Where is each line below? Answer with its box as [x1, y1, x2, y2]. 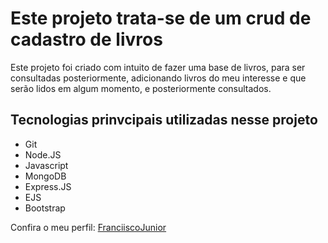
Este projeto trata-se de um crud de [10, 7, 312, 30]
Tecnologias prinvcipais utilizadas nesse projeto [10, 112, 318, 129]
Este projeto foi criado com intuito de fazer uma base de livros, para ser [10, 61, 306, 73]
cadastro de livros [10, 28, 163, 51]
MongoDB [24, 170, 67, 182]
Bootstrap [24, 202, 66, 214]
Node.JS [24, 148, 62, 161]
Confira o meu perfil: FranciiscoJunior [10, 221, 167, 233]
